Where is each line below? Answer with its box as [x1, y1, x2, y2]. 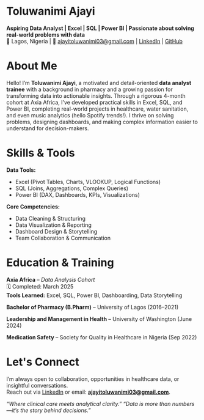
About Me [6, 59, 57, 73]
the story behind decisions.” [20, 407, 91, 414]
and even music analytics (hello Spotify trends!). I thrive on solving [6, 111, 174, 119]
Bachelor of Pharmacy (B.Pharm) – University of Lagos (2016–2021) [6, 303, 179, 311]
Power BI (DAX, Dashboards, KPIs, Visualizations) [15, 191, 140, 198]
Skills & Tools [6, 146, 75, 160]
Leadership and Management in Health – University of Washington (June [6, 315, 192, 322]
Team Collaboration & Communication [15, 234, 111, 241]
